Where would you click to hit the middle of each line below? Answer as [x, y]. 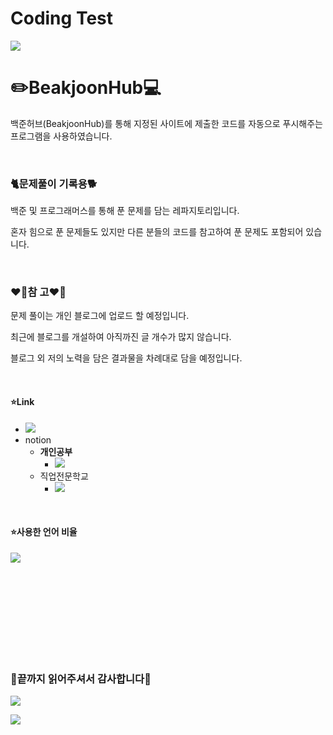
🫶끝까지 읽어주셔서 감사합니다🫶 [81, 679]
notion [38, 439]
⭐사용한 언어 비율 [44, 532]
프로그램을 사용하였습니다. [61, 136]
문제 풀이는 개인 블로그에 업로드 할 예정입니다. [100, 316]
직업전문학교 [64, 476]
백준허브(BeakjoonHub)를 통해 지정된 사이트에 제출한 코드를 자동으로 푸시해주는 [167, 123]
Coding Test [61, 18]
